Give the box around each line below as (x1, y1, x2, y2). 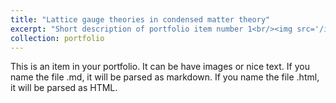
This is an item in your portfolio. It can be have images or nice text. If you (10, 61, 310, 73)
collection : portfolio (10, 33, 105, 43)
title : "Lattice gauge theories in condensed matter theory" (10, 14, 271, 25)
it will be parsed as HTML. (10, 82, 118, 94)
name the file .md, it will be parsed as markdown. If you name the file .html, (10, 71, 320, 83)
